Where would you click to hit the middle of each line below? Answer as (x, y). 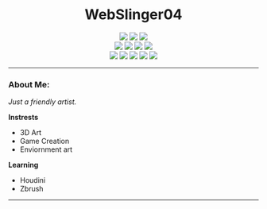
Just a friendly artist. (43, 102)
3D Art (31, 133)
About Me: (29, 84)
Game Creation (44, 141)
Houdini (33, 180)
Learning (23, 165)
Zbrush (31, 189)
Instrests (23, 118)
